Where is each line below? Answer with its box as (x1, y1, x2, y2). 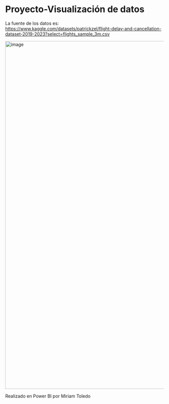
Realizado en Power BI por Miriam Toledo (5, 393, 91, 399)
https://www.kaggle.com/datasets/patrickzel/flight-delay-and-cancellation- (5, 25, 162, 31)
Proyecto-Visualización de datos (5, 4, 145, 15)
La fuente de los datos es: (5, 20, 59, 26)
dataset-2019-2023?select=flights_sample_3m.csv (5, 31, 110, 37)
